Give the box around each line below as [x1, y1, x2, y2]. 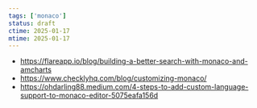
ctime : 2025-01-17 [8, 27, 70, 35]
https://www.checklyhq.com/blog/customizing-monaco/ [19, 73, 207, 83]
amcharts [19, 65, 52, 75]
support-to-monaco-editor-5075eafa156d [19, 90, 159, 101]
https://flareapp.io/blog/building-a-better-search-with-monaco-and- [19, 56, 248, 66]
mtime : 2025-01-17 [8, 34, 70, 43]
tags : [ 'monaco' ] [8, 11, 67, 20]
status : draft [8, 19, 56, 27]
